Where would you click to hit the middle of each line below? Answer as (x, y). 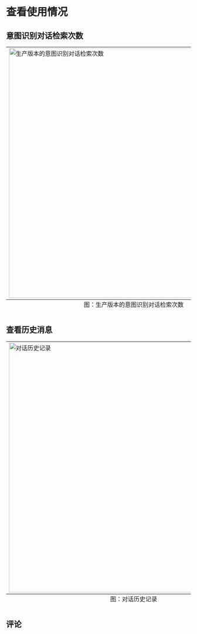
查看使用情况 (37, 12)
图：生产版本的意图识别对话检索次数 (133, 305)
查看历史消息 (29, 330)
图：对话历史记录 (133, 599)
